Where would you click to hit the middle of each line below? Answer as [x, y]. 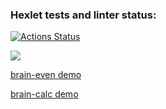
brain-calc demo [44, 94]
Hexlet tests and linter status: [83, 15]
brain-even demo [46, 75]
